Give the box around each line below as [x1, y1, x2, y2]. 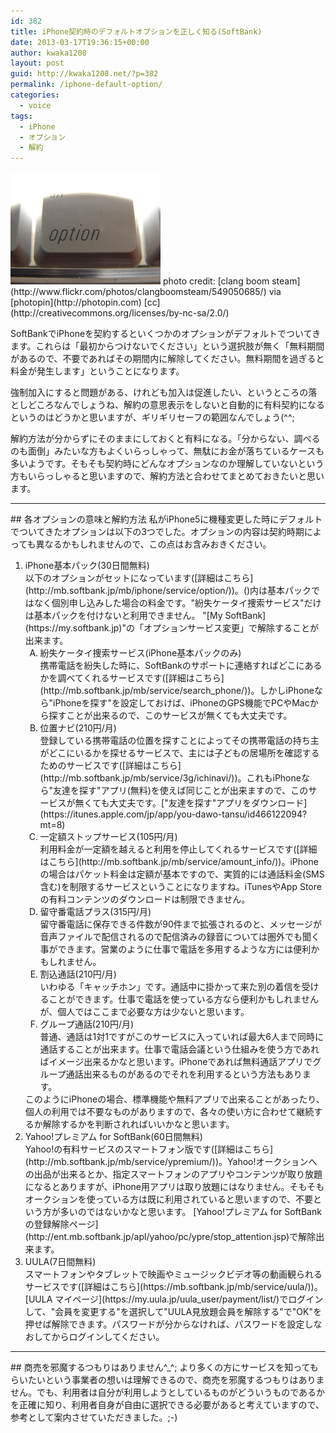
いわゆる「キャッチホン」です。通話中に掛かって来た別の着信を [39, 981, 302, 993]
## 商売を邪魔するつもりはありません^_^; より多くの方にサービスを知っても [10, 1361, 319, 1374]
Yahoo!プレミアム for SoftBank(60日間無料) [24, 1131, 203, 1143]
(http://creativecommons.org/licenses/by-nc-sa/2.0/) [10, 307, 230, 319]
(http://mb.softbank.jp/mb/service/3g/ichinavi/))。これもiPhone [39, 772, 302, 784]
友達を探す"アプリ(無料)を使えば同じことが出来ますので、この [53, 785, 309, 797]
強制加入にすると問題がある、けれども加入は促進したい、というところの [10, 386, 309, 399]
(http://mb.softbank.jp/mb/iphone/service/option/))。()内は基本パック [24, 585, 312, 597]
